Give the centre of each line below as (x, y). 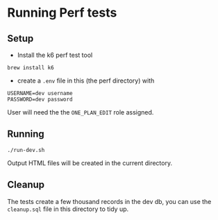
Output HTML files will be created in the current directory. (90, 163)
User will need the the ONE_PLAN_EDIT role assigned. (81, 112)
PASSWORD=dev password (40, 99)
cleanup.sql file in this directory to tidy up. (68, 209)
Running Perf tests (62, 13)
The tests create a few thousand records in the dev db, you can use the (109, 201)
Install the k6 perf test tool (55, 55)
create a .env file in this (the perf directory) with (86, 81)
